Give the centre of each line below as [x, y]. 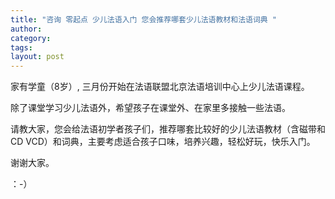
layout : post [37, 57]
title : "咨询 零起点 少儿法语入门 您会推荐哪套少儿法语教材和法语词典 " [144, 19]
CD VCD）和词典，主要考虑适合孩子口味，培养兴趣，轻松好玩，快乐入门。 [163, 142]
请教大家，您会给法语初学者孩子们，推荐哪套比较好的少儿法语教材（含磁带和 [168, 129]
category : [31, 38]
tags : [21, 47]
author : [26, 29]
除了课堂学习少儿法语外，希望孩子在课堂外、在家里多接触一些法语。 [150, 108]
